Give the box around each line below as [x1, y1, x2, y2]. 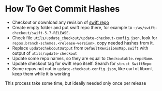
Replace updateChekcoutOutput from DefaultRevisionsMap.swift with [12, 45, 148, 51]
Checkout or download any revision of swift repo [12, 19, 109, 25]
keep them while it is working [12, 71, 71, 76]
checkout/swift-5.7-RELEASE [12, 30, 69, 35]
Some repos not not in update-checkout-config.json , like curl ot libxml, [12, 65, 153, 71]
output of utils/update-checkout [12, 50, 77, 56]
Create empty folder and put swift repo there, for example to [12, 24, 133, 30]
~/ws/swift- [133, 25, 158, 30]
